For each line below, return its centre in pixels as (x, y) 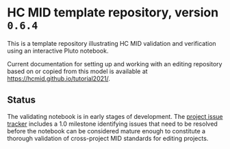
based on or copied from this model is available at (78, 71)
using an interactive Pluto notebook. (58, 51)
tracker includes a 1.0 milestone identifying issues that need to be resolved (112, 124)
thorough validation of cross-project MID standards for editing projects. (108, 138)
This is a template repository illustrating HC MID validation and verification (112, 43)
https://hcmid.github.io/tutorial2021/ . (59, 78)
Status (22, 100)
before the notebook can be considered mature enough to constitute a (106, 131)
